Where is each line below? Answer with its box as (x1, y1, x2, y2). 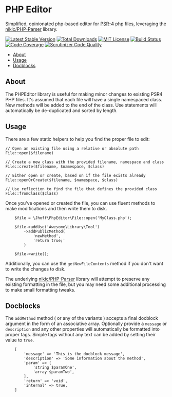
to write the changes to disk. (5, 266, 66, 272)
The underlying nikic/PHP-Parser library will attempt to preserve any (5, 276, 150, 282)
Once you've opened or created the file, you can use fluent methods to (5, 200, 156, 206)
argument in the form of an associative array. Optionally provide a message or (5, 320, 167, 327)
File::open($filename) (5, 150, 54, 155)
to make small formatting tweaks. (5, 286, 75, 293)
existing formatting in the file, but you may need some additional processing (5, 281, 166, 287)
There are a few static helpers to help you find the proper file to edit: (5, 136, 150, 142)
